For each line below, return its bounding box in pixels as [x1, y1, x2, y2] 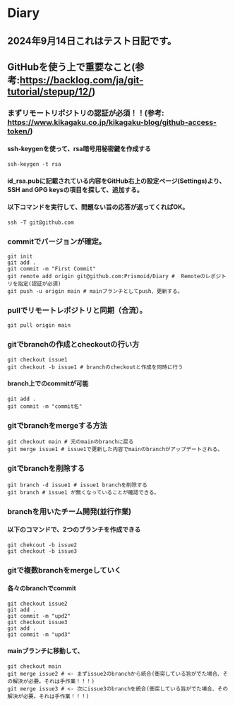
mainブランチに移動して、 [7, 647, 84, 655]
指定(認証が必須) [17, 280, 61, 287]
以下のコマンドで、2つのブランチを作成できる [7, 525, 141, 534]
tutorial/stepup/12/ [7, 85, 92, 97]
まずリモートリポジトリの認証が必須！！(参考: [7, 108, 164, 118]
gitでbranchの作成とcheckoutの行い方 [7, 340, 140, 349]
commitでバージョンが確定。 [7, 237, 107, 246]
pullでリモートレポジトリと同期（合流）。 [7, 306, 147, 316]
